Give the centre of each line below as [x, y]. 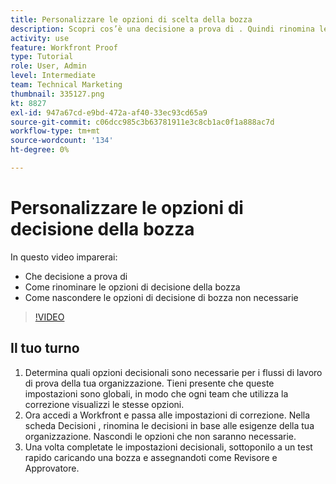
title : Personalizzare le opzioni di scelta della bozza [131, 19]
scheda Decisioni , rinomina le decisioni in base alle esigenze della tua [169, 425]
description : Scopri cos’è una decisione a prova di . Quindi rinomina [162, 29]
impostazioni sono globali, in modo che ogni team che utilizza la [156, 393]
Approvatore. [52, 468]
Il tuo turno [45, 348]
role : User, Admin [48, 66]
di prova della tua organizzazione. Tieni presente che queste [149, 383]
